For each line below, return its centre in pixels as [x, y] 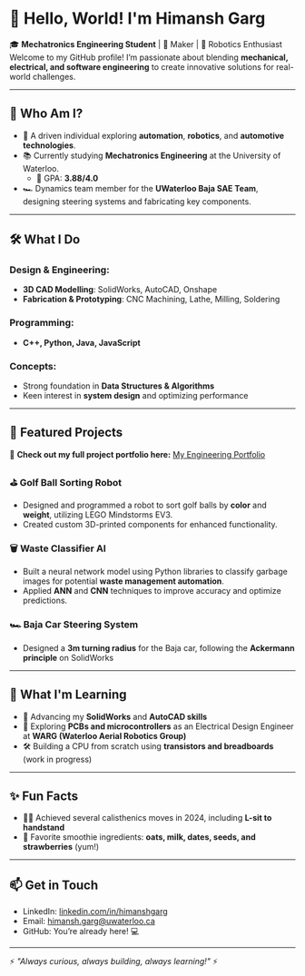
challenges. [54, 76]
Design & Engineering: [60, 270]
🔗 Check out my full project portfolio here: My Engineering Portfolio [138, 454]
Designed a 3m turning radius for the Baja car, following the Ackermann [158, 647]
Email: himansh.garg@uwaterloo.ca [89, 922]
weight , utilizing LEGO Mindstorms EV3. [98, 515]
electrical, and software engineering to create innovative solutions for [142, 66]
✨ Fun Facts [44, 796]
